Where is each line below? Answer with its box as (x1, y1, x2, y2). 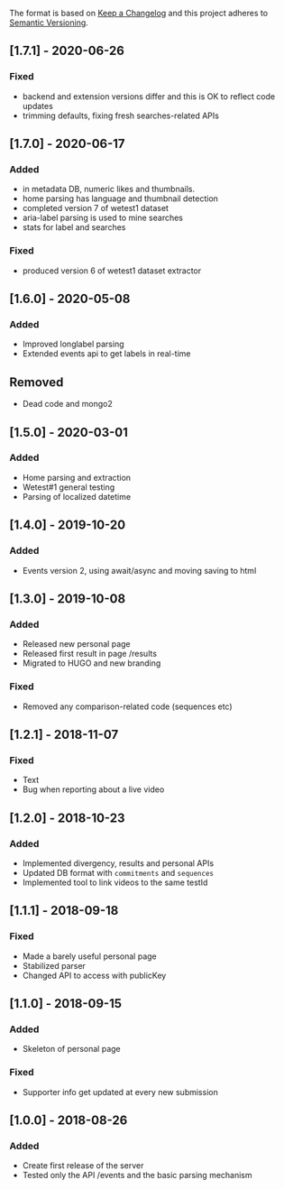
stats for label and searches (22, 222, 126, 233)
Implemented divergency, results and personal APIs (22, 857, 215, 869)
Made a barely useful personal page (22, 951, 157, 962)
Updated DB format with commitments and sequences (22, 867, 215, 878)
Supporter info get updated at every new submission (22, 1086, 218, 1097)
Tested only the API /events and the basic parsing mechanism (22, 1170, 252, 1181)
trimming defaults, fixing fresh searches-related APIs (22, 110, 219, 121)
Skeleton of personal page (22, 1044, 121, 1055)
